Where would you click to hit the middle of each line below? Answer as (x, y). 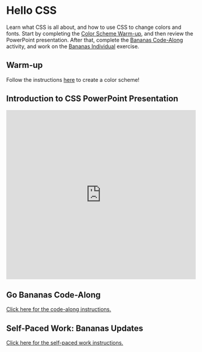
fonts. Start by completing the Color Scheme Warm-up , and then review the (100, 33)
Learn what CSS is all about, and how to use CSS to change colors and (94, 27)
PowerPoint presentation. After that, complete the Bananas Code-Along (95, 40)
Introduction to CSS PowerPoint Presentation (92, 99)
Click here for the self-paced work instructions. (65, 343)
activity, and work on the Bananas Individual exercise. (73, 46)
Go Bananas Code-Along (54, 295)
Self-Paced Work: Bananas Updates (75, 328)
